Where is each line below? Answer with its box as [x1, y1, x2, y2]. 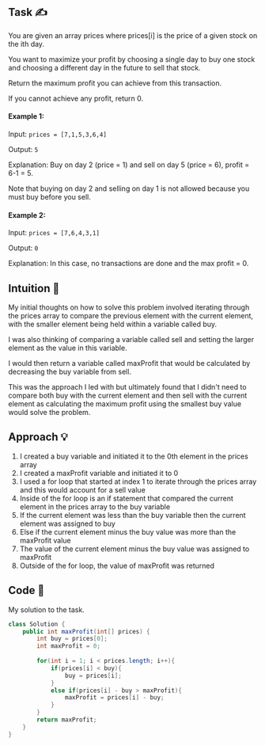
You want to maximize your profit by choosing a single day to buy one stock [8, 54, 256, 64]
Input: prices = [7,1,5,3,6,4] [8, 129, 107, 139]
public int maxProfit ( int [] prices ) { [22, 627, 150, 635]
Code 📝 [8, 584, 45, 597]
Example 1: [8, 112, 45, 121]
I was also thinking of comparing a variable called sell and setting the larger [8, 335, 255, 344]
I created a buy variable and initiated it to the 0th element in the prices [19, 451, 249, 461]
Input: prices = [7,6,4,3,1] [8, 228, 100, 238]
